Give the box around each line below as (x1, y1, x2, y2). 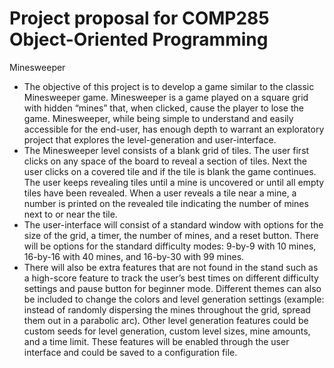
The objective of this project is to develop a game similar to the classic (23, 80, 315, 92)
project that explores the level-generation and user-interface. (23, 133, 277, 146)
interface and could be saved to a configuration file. (23, 346, 238, 358)
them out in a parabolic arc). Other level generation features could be (23, 314, 309, 326)
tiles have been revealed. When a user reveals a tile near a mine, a (23, 187, 297, 199)
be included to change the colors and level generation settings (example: (23, 293, 325, 305)
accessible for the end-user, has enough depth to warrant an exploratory (23, 123, 325, 135)
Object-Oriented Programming (9, 28, 269, 51)
